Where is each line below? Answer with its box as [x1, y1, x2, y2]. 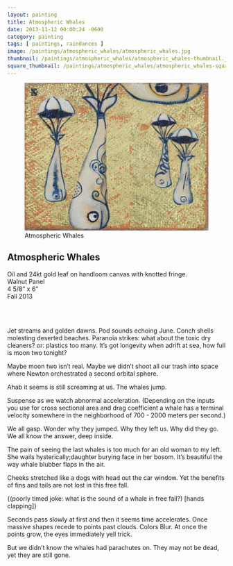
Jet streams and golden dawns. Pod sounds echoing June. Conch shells [7, 326, 214, 335]
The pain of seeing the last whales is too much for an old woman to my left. [7, 445, 222, 453]
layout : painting [7, 11, 58, 18]
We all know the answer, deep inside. [7, 431, 114, 440]
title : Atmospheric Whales [7, 18, 85, 26]
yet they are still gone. [7, 551, 71, 559]
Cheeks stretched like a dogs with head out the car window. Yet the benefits [7, 473, 225, 482]
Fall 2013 [7, 292, 33, 300]
